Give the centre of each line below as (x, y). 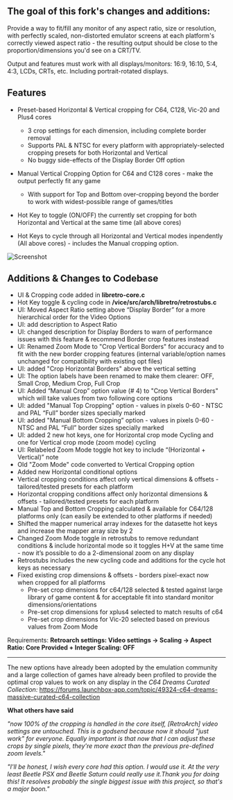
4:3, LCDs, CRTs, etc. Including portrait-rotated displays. (88, 71)
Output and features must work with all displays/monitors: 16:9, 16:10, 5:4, (112, 63)
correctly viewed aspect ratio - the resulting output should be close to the (113, 43)
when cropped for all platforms (61, 583)
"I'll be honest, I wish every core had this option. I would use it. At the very (113, 767)
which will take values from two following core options (95, 398)
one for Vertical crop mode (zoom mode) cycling (86, 443)
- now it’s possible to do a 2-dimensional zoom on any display (105, 553)
